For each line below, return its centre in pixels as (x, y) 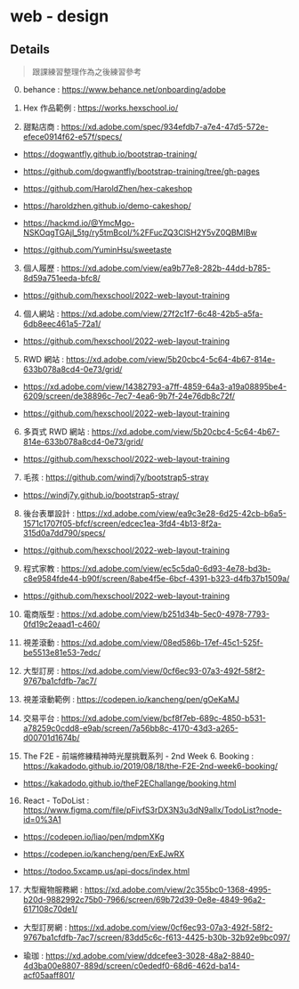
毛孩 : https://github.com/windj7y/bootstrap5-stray (116, 477)
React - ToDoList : (56, 800)
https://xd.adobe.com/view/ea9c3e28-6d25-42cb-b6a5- (182, 513)
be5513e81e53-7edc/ (62, 653)
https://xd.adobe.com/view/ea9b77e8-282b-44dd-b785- (166, 268)
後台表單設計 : (48, 513)
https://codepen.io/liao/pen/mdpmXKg (94, 837)
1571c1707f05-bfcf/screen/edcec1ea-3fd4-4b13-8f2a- (122, 523)
